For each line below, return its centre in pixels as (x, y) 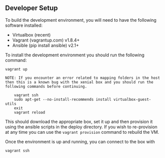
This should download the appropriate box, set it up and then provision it (79, 121)
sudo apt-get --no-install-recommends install (63, 99)
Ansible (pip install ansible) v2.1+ (45, 45)
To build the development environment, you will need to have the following (81, 20)
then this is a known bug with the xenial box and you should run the (79, 82)
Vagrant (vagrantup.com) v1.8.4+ (46, 40)
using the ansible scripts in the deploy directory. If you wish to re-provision (81, 127)
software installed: (24, 25)
